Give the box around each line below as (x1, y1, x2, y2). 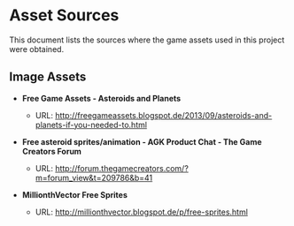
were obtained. (9, 43, 65, 54)
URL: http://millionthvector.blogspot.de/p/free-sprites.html (35, 207, 248, 217)
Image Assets (9, 70, 87, 85)
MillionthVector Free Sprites (21, 189, 128, 200)
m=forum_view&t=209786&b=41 (35, 172, 153, 183)
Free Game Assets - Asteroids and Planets (21, 93, 182, 103)
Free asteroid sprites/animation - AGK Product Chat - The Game (21, 136, 263, 147)
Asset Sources (9, 5, 120, 26)
